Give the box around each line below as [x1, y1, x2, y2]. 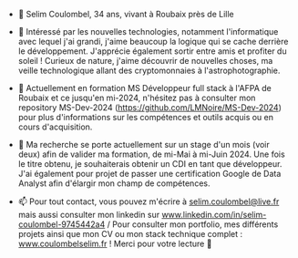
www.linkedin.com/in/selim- [161, 210, 267, 220]
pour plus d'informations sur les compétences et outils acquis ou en [17, 112, 274, 122]
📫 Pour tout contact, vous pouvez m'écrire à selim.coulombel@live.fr [17, 196, 280, 207]
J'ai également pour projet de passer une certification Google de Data [17, 169, 282, 179]
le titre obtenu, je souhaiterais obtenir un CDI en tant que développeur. [17, 159, 283, 169]
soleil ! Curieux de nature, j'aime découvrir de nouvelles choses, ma [17, 56, 273, 66]
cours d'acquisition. [17, 121, 93, 132]
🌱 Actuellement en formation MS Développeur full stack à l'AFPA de [17, 83, 272, 93]
